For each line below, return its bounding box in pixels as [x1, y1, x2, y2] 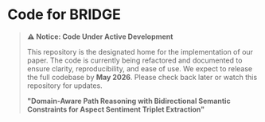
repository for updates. [26, 81, 103, 90]
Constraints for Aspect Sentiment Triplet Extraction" [26, 105, 205, 114]
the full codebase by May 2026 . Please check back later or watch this [26, 72, 258, 82]
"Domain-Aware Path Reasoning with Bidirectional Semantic [26, 96, 232, 105]
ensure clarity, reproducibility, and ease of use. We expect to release [26, 63, 253, 73]
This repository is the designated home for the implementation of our [26, 47, 254, 56]
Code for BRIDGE [7, 6, 121, 24]
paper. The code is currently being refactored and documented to [26, 55, 243, 65]
